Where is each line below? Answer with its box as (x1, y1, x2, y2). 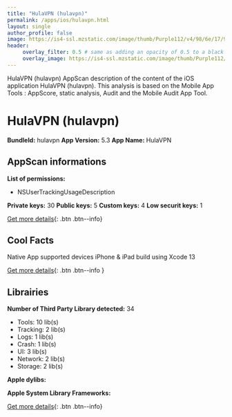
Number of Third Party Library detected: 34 (7, 305, 135, 313)
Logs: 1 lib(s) (17, 333, 54, 341)
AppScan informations (7, 156, 107, 168)
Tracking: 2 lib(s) (17, 326, 66, 334)
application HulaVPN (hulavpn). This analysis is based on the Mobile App (7, 81, 214, 90)
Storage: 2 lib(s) (17, 362, 64, 371)
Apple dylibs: (7, 376, 46, 384)
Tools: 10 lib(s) (17, 318, 59, 326)
